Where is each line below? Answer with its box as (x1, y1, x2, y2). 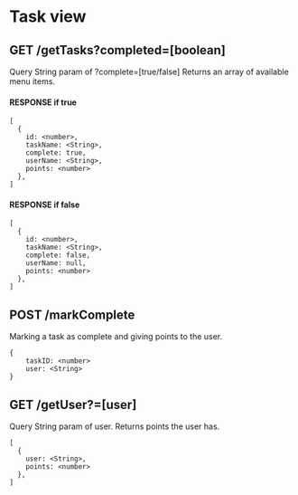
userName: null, (25, 259, 88, 268)
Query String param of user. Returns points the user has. (9, 421, 220, 432)
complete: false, (25, 251, 91, 260)
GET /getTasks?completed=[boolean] (9, 43, 226, 58)
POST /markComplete (9, 307, 135, 322)
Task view (9, 6, 87, 27)
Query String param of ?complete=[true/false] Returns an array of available (9, 66, 289, 77)
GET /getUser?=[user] (9, 396, 137, 413)
